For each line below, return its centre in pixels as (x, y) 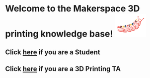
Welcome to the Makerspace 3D (73, 9)
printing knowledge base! (59, 34)
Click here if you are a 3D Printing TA (63, 69)
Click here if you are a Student (53, 52)
